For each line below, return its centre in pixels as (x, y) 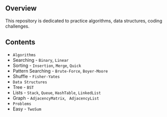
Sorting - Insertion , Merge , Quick (47, 65)
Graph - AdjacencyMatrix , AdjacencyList (56, 98)
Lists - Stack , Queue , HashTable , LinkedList (57, 92)
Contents (20, 42)
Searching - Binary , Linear (40, 60)
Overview (21, 8)
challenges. (17, 26)
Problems (22, 104)
